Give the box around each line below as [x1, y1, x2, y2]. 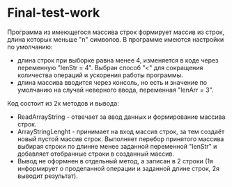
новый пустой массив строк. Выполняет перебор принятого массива [17, 134, 224, 143]
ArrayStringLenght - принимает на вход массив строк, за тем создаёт [17, 127, 225, 136]
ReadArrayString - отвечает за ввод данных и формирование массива [17, 113, 226, 121]
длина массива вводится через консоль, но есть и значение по [17, 78, 208, 86]
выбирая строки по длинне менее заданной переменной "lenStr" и [17, 142, 217, 150]
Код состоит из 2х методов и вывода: [7, 99, 120, 107]
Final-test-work [7, 5, 100, 21]
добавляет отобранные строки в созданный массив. [17, 149, 174, 158]
